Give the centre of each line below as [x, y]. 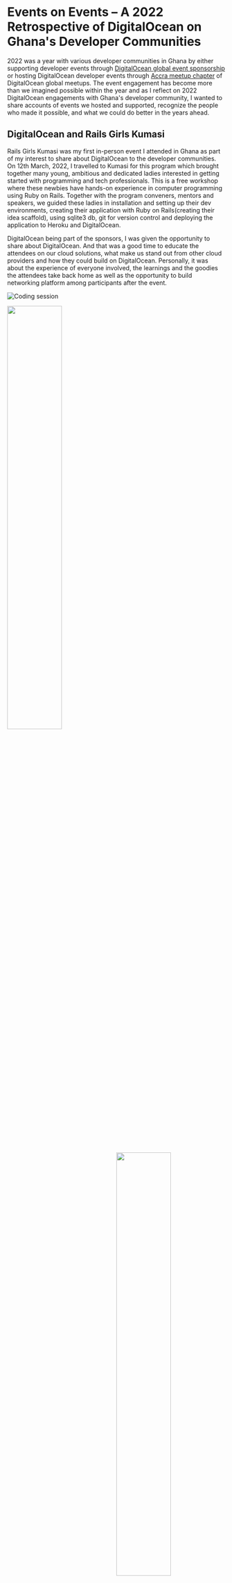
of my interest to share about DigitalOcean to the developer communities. [112, 158]
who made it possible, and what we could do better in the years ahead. [108, 113]
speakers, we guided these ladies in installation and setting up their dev [109, 203]
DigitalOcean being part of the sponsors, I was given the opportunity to [109, 238]
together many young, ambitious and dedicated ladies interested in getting [113, 173]
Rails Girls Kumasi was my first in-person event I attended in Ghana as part [114, 151]
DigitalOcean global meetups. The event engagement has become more [110, 83]
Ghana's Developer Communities [104, 42]
